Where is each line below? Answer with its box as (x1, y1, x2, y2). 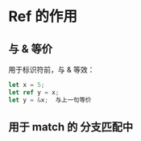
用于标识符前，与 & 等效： (8, 65, 95, 74)
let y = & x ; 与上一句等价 (8, 96, 92, 104)
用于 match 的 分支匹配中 (8, 120, 134, 134)
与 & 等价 (8, 42, 53, 56)
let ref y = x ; (8, 88, 60, 97)
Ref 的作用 (8, 7, 78, 26)
